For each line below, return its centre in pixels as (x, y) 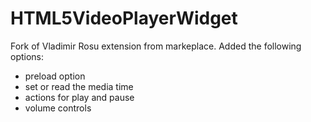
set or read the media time (79, 86)
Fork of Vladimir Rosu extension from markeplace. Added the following (156, 46)
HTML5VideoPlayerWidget (124, 18)
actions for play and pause (79, 97)
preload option (55, 76)
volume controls (58, 108)
